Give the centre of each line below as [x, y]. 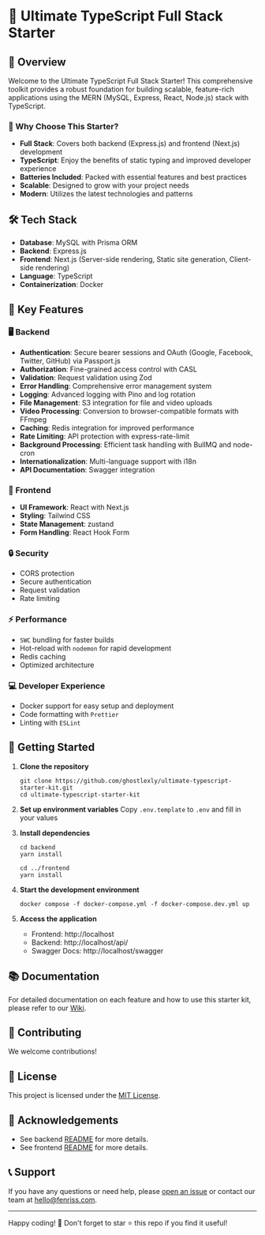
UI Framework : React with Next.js [74, 507]
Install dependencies [55, 833]
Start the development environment [79, 890]
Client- [240, 259]
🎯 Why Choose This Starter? [63, 126]
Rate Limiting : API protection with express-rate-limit [105, 436]
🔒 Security [28, 554]
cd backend [37, 847]
